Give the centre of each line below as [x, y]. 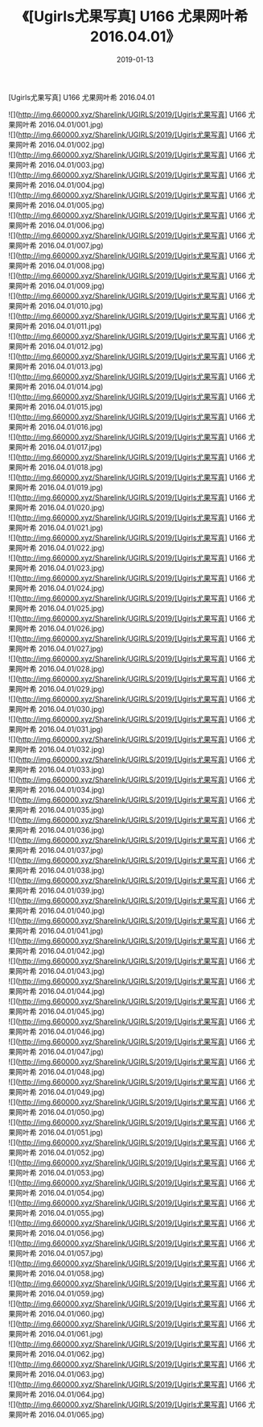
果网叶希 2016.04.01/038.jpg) [57, 870]
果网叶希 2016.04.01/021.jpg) [56, 527]
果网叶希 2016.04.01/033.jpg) [57, 769]
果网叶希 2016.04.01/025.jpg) [56, 608]
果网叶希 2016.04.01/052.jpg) [56, 1152]
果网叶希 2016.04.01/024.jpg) [56, 588]
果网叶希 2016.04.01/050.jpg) [56, 1112]
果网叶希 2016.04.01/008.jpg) [57, 265]
